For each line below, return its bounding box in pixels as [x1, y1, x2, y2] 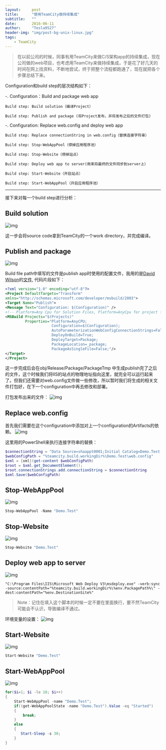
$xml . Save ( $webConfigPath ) [5, 472, 61, 477]
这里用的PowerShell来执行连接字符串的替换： [5, 439, 97, 445]
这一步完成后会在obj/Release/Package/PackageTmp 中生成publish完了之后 [5, 365, 157, 371]
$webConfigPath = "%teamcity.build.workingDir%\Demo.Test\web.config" [5, 454, 154, 459]
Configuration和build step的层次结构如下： [5, 83, 92, 89]
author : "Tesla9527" [5, 26, 56, 31]
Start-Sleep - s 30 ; [20, 731, 61, 736]
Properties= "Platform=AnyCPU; [25, 319, 87, 324]
